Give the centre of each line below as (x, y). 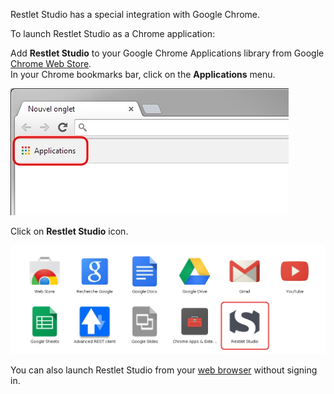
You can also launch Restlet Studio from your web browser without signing (164, 370)
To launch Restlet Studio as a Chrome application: (113, 33)
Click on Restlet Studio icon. (69, 231)
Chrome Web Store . (51, 63)
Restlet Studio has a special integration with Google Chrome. (135, 14)
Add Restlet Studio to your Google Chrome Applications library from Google (167, 53)
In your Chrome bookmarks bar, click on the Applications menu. (143, 74)
